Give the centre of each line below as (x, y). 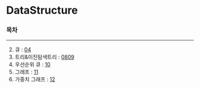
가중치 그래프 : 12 (35, 79)
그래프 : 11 (26, 72)
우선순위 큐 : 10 (32, 65)
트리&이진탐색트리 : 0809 (44, 57)
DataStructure (42, 10)
